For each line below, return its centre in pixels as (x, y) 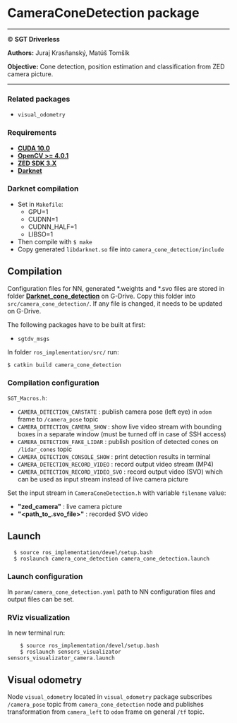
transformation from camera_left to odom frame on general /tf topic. (106, 712)
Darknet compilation (43, 189)
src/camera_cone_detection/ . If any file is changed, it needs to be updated (115, 303)
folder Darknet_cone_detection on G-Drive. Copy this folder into (102, 296)
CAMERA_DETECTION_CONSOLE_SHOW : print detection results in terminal (114, 456)
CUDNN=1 (43, 219)
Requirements (32, 133)
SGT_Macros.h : (27, 398)
